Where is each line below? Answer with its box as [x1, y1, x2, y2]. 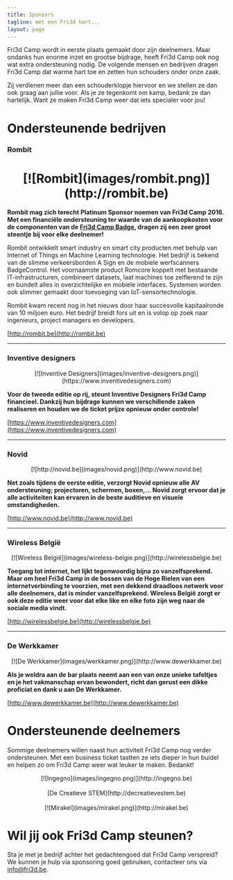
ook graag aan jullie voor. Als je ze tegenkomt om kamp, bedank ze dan [7, 89, 212, 97]
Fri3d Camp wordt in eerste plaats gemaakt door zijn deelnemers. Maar [7, 46, 211, 54]
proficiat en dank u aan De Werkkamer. [7, 685, 122, 693]
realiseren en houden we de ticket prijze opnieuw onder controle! [7, 404, 199, 413]
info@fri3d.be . [7, 865, 49, 874]
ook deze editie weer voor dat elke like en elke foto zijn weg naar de [7, 596, 205, 605]
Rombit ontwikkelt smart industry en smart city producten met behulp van [7, 243, 218, 252]
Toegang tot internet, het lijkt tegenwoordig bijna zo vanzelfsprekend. [7, 567, 213, 576]
